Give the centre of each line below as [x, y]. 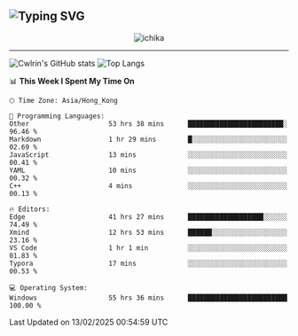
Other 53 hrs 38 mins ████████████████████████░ [149, 124]
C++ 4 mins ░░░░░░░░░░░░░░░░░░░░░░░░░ [149, 186]
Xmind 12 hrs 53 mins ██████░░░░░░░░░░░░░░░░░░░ [149, 232]
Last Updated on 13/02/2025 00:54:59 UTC [89, 322]
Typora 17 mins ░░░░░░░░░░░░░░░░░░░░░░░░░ [149, 263]
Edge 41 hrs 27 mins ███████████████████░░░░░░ [149, 217]
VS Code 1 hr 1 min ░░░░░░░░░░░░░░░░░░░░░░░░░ [149, 248]
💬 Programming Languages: [57, 116]
